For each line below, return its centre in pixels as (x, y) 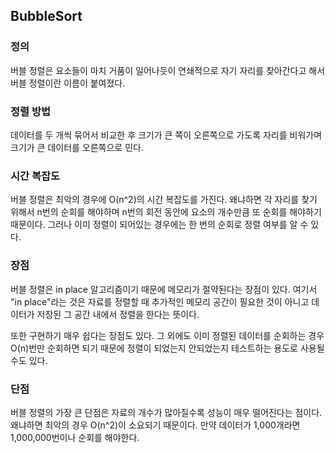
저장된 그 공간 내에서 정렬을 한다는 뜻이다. (118, 314)
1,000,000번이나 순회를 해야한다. (75, 437)
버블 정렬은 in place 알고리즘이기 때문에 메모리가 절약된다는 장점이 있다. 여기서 (164, 289)
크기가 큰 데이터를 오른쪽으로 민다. (77, 147)
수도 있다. (29, 360)
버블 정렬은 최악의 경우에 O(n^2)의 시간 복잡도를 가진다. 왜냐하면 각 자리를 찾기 (164, 200)
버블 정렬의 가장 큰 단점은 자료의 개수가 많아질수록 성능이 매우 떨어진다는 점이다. (166, 412)
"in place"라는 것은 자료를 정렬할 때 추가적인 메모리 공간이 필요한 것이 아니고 (160, 301)
